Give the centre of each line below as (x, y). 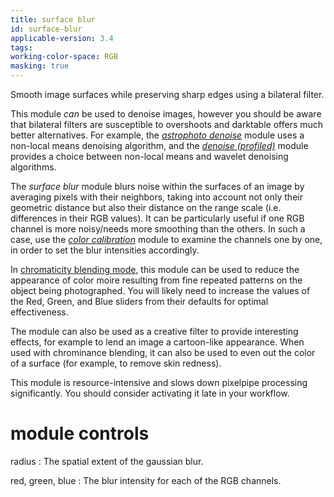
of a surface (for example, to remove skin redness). (116, 363)
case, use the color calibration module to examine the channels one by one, (166, 239)
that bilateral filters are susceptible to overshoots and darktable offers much (167, 124)
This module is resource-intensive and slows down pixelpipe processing (159, 382)
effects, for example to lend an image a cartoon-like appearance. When (157, 342)
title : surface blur (53, 19)
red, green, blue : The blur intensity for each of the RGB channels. (146, 480)
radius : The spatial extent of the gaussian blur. (107, 461)
